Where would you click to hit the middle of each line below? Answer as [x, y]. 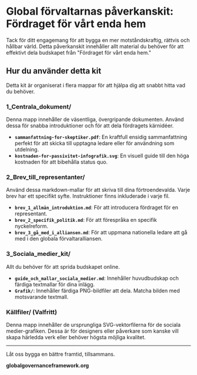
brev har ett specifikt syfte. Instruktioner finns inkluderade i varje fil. [88, 196]
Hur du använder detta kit [54, 71]
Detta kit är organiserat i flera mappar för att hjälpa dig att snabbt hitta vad [96, 85]
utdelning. [27, 150]
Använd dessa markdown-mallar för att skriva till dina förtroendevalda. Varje [98, 190]
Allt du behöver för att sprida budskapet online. [63, 266]
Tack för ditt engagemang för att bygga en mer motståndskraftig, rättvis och [98, 40]
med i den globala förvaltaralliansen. [58, 239]
